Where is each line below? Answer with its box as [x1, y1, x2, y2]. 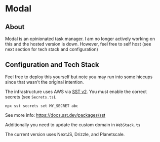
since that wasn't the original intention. [5, 79, 84, 85]
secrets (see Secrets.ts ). [5, 94, 57, 99]
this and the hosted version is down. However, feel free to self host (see [5, 41, 152, 47]
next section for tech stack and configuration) [5, 47, 99, 52]
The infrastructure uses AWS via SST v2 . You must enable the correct [5, 89, 147, 95]
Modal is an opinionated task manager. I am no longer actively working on [5, 36, 155, 42]
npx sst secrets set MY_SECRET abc [5, 103, 79, 108]
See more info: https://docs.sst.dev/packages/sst [5, 112, 106, 118]
